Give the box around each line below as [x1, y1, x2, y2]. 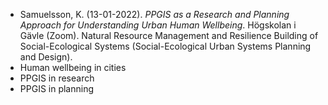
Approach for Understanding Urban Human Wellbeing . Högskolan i [19, 19, 297, 31]
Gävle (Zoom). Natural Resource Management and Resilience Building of [19, 30, 319, 41]
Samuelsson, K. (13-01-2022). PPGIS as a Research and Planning [19, 9, 290, 20]
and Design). [19, 51, 73, 63]
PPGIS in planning [19, 83, 95, 94]
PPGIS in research [19, 72, 95, 84]
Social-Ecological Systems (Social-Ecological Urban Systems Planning [19, 40, 312, 52]
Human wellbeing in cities [19, 62, 127, 73]
